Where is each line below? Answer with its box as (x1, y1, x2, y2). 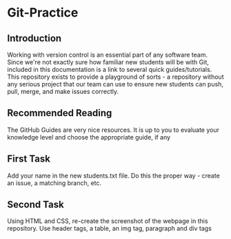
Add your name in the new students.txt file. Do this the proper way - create (7, 171, 221, 180)
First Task (7, 153, 50, 165)
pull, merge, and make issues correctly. (7, 88, 119, 95)
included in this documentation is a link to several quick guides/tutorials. (7, 66, 212, 73)
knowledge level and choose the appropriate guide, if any (7, 133, 171, 141)
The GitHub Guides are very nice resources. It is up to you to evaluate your (7, 126, 219, 134)
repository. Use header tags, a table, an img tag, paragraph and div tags (7, 224, 212, 233)
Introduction (7, 32, 62, 44)
